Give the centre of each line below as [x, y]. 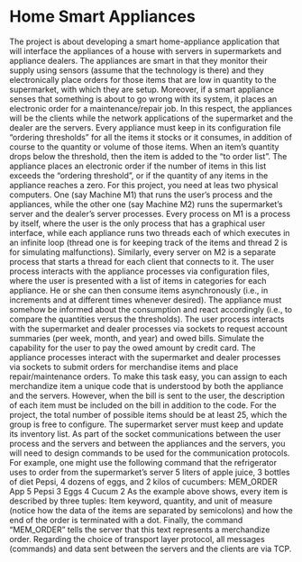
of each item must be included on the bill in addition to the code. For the [143, 405]
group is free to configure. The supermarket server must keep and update [146, 424]
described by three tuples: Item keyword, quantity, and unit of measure [141, 501]
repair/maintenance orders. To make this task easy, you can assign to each [148, 376]
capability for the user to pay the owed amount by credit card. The [133, 348]
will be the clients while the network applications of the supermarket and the [151, 118]
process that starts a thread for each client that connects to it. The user [142, 261]
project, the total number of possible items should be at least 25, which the [148, 414]
